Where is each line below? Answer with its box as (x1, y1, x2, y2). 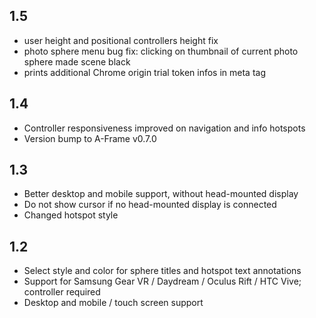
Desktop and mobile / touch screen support (23, 297, 204, 309)
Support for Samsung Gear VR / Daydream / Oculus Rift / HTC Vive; (23, 275, 302, 288)
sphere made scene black (23, 55, 131, 68)
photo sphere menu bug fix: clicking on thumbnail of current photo (23, 45, 299, 57)
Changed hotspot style (23, 209, 119, 221)
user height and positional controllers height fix (23, 34, 219, 46)
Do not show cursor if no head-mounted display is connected (23, 199, 277, 211)
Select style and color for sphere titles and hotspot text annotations (23, 265, 302, 277)
